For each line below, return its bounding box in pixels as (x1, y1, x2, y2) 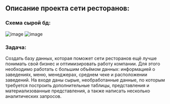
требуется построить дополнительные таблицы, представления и (5, 82, 150, 88)
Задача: (5, 43, 27, 50)
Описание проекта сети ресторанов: (5, 4, 130, 13)
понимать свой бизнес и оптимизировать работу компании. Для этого (5, 61, 160, 67)
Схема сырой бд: (5, 19, 51, 27)
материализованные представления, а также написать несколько (5, 88, 150, 94)
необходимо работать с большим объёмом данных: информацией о (5, 66, 155, 72)
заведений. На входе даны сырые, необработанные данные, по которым (5, 76, 165, 83)
